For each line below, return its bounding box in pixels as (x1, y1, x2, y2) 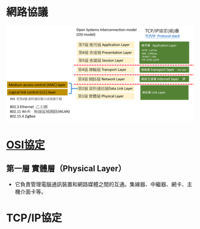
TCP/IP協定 (6, 211, 62, 225)
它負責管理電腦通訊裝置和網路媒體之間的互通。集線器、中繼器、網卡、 (14, 180, 187, 188)
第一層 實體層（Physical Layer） (6, 163, 126, 174)
